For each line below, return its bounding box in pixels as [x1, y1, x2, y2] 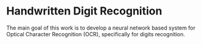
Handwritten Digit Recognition [6, 4, 162, 18]
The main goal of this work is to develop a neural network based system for [6, 24, 196, 31]
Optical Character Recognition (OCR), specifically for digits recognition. [6, 30, 186, 37]
